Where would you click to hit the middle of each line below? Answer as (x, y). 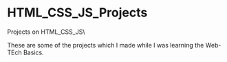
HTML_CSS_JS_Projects (77, 13)
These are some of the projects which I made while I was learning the (106, 45)
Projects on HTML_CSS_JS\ (46, 32)
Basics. (33, 52)
